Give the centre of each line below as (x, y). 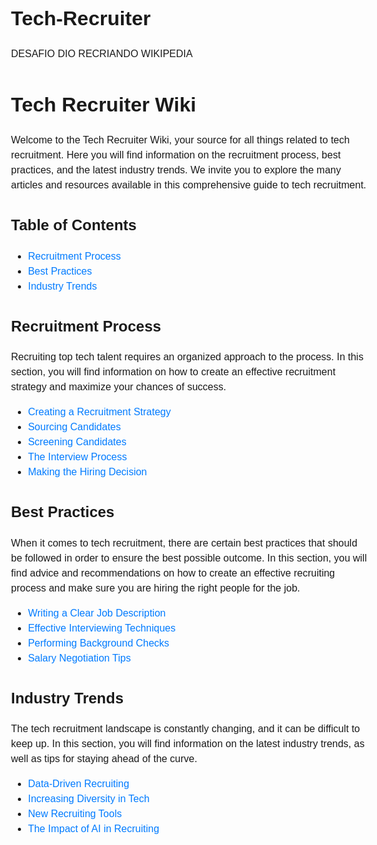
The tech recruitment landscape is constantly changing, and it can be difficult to (186, 729)
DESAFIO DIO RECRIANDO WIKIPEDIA (102, 54)
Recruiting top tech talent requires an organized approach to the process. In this (187, 357)
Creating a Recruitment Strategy (99, 412)
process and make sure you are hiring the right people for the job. (156, 588)
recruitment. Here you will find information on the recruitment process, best (176, 155)
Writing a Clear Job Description (96, 613)
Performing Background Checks (98, 643)
